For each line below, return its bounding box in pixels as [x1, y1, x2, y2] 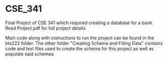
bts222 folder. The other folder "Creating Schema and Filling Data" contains [5, 40, 163, 46]
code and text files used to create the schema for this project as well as [5, 45, 154, 51]
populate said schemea [5, 51, 54, 57]
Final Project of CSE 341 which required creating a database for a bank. [5, 20, 154, 26]
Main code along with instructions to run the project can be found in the [5, 35, 154, 41]
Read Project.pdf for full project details [5, 25, 86, 31]
